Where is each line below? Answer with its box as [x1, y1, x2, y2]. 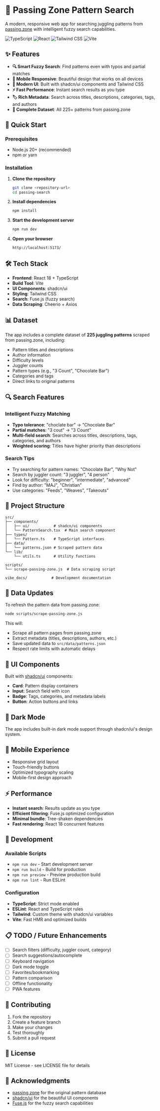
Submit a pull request [12, 1035, 56, 1041]
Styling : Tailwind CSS [12, 291, 57, 297]
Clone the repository [12, 176, 56, 182]
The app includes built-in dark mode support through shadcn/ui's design [5, 726, 153, 732]
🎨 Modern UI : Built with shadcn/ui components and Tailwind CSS [12, 81, 144, 87]
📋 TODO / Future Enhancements [5, 931, 107, 939]
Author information [12, 352, 51, 358]
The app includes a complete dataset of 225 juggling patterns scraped [5, 331, 150, 338]
